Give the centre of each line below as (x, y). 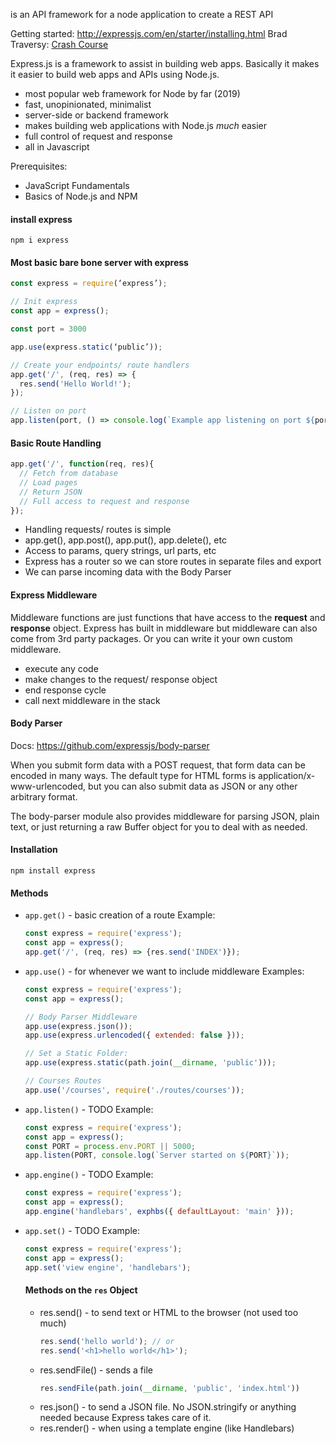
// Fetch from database (68, 474)
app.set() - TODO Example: (82, 1230)
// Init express (44, 302)
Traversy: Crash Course (59, 44)
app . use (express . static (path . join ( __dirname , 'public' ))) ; (150, 1063)
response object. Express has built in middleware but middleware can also (164, 628)
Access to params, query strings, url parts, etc (120, 551)
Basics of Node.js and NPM (81, 196)
